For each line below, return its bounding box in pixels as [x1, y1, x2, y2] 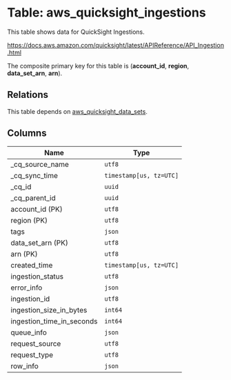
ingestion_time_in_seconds [10, 316, 98, 326]
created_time [10, 260, 53, 270]
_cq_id [10, 181, 32, 191]
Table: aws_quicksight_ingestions [7, 5, 206, 21]
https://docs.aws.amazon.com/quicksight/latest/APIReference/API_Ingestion [7, 41, 224, 49]
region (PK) [10, 215, 48, 225]
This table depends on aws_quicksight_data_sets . [7, 107, 148, 115]
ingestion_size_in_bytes [10, 305, 88, 314]
